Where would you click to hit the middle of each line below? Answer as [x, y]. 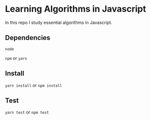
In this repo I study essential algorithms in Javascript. [59, 22]
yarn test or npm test [27, 112]
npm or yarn [16, 58]
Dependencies [28, 38]
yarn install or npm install [34, 85]
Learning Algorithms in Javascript [76, 9]
